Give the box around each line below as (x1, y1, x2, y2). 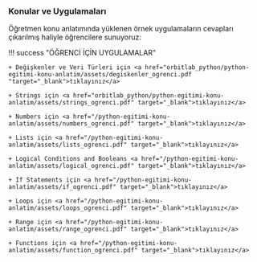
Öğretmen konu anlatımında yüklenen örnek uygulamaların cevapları (8, 24, 235, 34)
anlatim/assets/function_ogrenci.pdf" (8, 247, 138, 255)
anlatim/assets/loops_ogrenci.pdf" (8, 204, 128, 212)
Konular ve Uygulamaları (8, 6, 107, 17)
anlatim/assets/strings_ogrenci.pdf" (8, 99, 135, 107)
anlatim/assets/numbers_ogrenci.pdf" (8, 120, 135, 128)
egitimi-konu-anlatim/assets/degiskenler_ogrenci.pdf (8, 71, 193, 79)
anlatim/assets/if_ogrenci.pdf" (8, 183, 116, 191)
